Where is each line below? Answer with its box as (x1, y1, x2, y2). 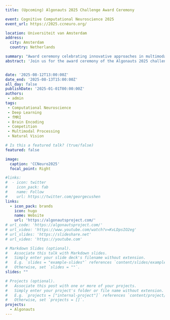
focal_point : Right (10, 166, 51, 171)
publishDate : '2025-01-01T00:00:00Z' (5, 86, 85, 91)
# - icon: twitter (5, 180, 47, 185)
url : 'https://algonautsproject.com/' (14, 218, 96, 223)
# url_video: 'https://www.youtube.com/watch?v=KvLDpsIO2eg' (5, 227, 137, 232)
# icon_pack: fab (5, 185, 49, 190)
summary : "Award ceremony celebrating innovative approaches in (5, 54, 144, 59)
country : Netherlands (10, 45, 56, 50)
